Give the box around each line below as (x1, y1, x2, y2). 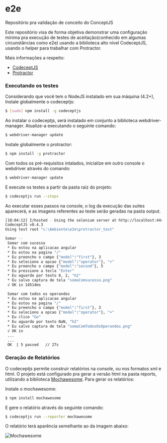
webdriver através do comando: (5, 165, 71, 171)
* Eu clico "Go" (7, 315, 41, 320)
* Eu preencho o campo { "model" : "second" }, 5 (7, 264, 103, 269)
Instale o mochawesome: (5, 386, 57, 392)
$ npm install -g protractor (5, 151, 66, 156)
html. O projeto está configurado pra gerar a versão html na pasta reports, (5, 371, 157, 377)
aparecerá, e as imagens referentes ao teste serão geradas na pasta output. (5, 208, 161, 214)
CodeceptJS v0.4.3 (5, 222, 43, 227)
